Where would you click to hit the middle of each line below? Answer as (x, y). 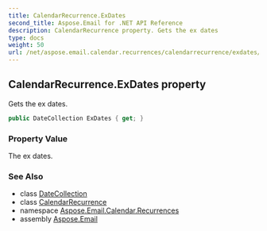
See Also (26, 176)
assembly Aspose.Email (58, 219)
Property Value (38, 138)
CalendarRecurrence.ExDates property (107, 85)
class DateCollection (53, 194)
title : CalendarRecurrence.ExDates (67, 15)
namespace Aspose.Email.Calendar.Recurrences (99, 210)
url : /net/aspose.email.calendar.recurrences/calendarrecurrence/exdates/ (135, 52)
